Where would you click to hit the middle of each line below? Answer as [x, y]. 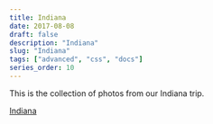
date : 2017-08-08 [42, 26]
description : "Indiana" [54, 43]
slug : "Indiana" [40, 51]
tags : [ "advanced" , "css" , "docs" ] [76, 59]
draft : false [34, 34]
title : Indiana [38, 18]
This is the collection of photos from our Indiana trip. [107, 93]
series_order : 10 [42, 68]
